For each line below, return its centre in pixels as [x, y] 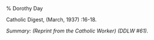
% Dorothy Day [24, 8]
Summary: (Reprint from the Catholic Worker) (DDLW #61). [77, 31]
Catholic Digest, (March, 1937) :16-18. [51, 19]
